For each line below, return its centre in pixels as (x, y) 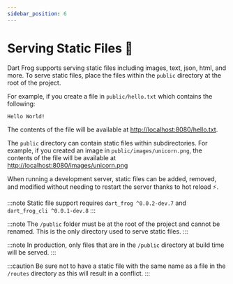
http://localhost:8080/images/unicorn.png (68, 165)
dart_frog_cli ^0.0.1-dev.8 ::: (52, 210)
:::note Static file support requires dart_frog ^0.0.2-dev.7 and (97, 203)
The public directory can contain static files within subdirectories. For (107, 143)
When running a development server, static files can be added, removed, (112, 178)
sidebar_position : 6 (37, 14)
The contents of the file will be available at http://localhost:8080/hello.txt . (113, 129)
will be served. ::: (32, 252)
